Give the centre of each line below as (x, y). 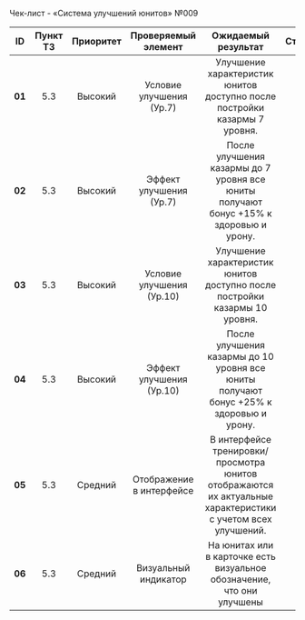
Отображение (163, 479)
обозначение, (241, 579)
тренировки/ (241, 451)
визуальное (241, 568)
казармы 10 (241, 308)
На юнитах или (241, 545)
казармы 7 (241, 119)
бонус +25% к (241, 402)
